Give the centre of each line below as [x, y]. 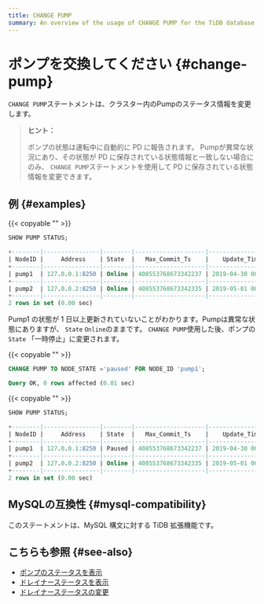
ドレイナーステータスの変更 [64, 592]
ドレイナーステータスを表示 [64, 582]
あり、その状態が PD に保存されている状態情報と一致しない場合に [147, 157]
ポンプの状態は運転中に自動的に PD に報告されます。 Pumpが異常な [137, 147]
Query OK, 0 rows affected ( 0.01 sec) [71, 383]
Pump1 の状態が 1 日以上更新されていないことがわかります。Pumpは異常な [128, 319]
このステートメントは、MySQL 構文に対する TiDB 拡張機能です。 [113, 525]
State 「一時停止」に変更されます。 [66, 339]
